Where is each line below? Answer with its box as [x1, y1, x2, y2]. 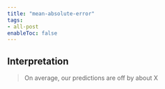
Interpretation [7, 55, 69, 67]
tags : [7, 17, 23, 24]
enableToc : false [7, 29, 58, 37]
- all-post [7, 23, 39, 30]
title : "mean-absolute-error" [7, 10, 95, 17]
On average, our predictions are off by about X [24, 74, 158, 82]
